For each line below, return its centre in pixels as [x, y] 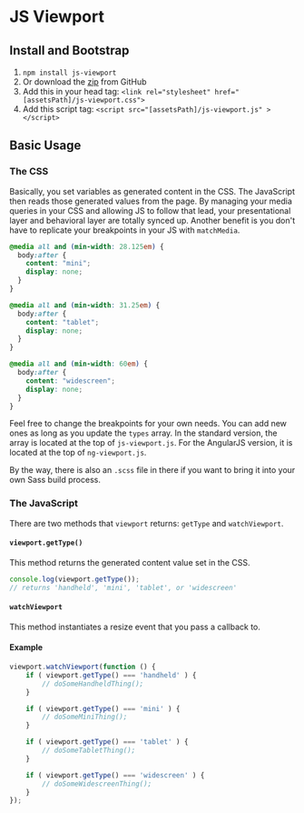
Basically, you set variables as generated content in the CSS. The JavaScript [152, 191]
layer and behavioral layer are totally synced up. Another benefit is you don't [152, 220]
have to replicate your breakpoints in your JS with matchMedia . [125, 230]
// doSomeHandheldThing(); [93, 684]
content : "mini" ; [59, 264]
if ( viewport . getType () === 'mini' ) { [103, 708]
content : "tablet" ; [63, 322]
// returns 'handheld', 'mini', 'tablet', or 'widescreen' [123, 587]
